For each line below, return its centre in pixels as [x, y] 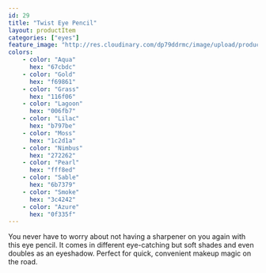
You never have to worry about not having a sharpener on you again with [127, 237]
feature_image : [33, 45]
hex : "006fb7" [53, 112]
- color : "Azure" [51, 207]
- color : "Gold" [49, 74]
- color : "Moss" [49, 133]
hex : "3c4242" [53, 199]
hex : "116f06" [53, 97]
